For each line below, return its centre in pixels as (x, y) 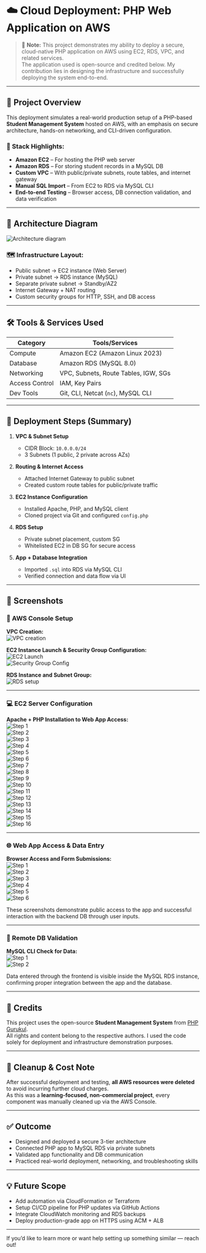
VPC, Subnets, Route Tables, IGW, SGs (115, 373)
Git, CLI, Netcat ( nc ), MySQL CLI (106, 393)
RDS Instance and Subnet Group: (49, 675)
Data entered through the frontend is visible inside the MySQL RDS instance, (103, 976)
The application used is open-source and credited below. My (98, 64)
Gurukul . (17, 1029)
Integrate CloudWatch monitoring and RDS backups (80, 1214)
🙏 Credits (25, 1008)
